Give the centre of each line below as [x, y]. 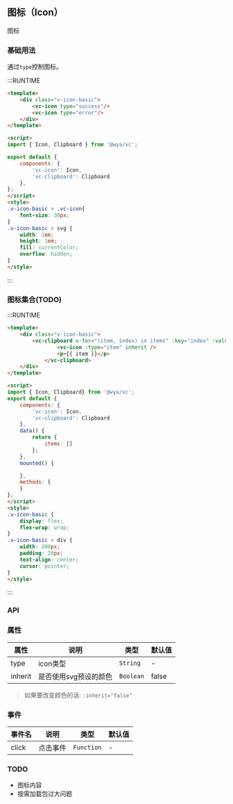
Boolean [131, 676]
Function [87, 747]
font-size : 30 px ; [45, 215]
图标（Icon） [35, 13]
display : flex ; [42, 521]
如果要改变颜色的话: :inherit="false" [78, 695]
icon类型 [52, 664]
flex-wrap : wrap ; [45, 527]
